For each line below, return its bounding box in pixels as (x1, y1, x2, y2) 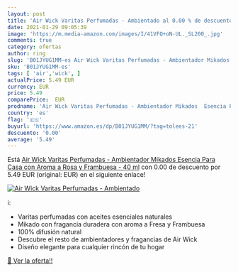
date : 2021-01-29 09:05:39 (7, 23, 87, 31)
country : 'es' (7, 109, 50, 116)
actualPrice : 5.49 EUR (7, 76, 74, 84)
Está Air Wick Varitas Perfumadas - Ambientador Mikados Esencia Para (7, 156, 216, 164)
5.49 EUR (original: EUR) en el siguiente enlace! (7, 170, 146, 179)
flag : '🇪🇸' (7, 116, 42, 123)
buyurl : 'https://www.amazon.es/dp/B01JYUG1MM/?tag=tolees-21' (7, 122, 198, 130)
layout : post (7, 10, 46, 18)
